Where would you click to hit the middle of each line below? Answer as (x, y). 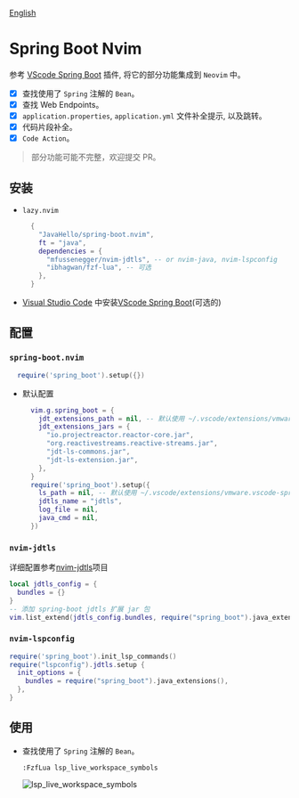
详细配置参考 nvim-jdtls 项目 (59, 567)
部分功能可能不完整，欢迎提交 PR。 (96, 157)
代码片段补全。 (49, 127)
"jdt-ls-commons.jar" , (88, 452)
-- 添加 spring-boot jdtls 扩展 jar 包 (80, 609)
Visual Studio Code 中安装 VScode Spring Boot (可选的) (121, 303)
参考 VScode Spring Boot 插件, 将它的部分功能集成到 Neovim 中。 (128, 74)
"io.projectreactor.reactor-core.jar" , (120, 436)
